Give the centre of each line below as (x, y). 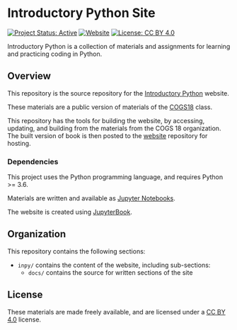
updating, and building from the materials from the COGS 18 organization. (114, 128)
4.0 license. (24, 319)
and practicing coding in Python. (55, 54)
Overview (29, 76)
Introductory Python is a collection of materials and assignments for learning (119, 46)
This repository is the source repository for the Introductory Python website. (118, 93)
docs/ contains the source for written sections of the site (110, 272)
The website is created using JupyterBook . (70, 212)
